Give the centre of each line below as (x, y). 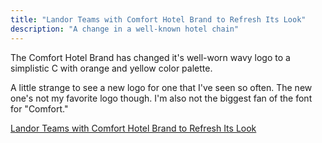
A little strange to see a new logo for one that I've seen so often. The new (161, 87)
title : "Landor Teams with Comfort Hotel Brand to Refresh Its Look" (158, 19)
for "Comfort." (39, 108)
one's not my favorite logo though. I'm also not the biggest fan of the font (161, 98)
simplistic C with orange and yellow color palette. (111, 68)
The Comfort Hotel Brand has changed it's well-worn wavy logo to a (150, 57)
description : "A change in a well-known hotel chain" (125, 29)
